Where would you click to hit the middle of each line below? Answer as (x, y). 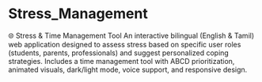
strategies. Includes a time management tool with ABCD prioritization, (122, 61)
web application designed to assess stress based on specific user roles (125, 44)
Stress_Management (78, 14)
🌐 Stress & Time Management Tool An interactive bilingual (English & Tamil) (131, 35)
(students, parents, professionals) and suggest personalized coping (119, 53)
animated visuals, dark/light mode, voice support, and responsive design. (128, 69)
